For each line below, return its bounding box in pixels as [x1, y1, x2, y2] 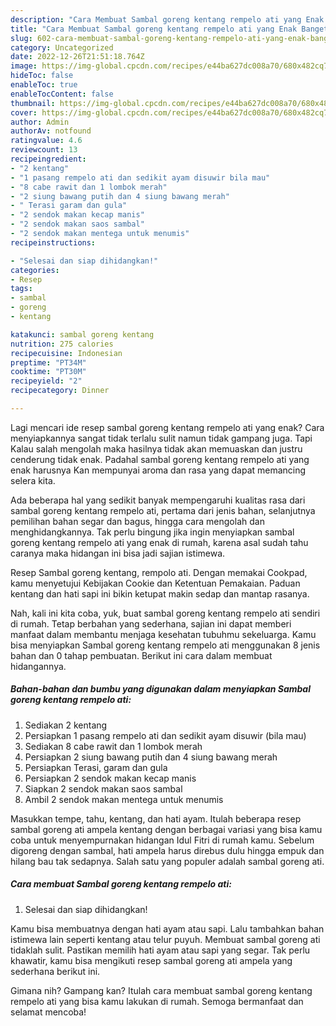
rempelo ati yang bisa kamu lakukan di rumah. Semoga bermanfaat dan [10, 995, 304, 1007]
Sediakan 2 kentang [24, 719, 108, 731]
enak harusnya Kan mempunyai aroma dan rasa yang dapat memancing [10, 464, 307, 476]
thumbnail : [10, 98, 56, 108]
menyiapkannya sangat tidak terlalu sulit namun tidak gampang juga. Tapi [10, 432, 313, 444]
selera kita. [10, 474, 56, 486]
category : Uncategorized [10, 42, 114, 53]
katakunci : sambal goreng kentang [10, 329, 155, 340]
